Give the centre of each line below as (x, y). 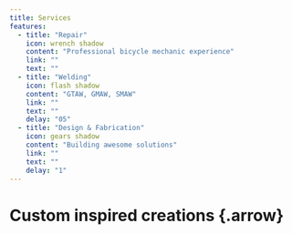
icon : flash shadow (63, 86)
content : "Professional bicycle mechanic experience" (130, 52)
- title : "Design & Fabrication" (81, 128)
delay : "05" (48, 119)
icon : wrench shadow (65, 43)
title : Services (40, 18)
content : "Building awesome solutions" (102, 145)
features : (28, 26)
